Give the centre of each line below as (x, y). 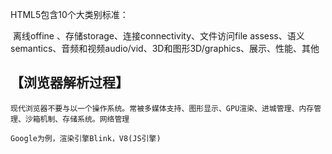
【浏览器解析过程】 (69, 83)
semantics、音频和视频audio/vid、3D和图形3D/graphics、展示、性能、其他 (165, 48)
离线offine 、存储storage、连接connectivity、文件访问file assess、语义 (158, 36)
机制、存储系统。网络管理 (84, 119)
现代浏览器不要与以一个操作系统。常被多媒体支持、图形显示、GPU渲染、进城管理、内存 (162, 108)
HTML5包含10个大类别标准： (69, 14)
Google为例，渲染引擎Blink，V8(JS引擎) (86, 138)
